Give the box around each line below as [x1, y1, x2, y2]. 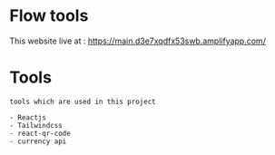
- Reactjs [9, 112, 47, 122]
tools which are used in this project [9, 97, 156, 106]
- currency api [9, 137, 67, 146]
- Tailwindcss [9, 121, 64, 130]
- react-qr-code [9, 129, 71, 138]
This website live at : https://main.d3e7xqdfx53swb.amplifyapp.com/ [9, 35, 266, 46]
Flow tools [9, 5, 89, 26]
